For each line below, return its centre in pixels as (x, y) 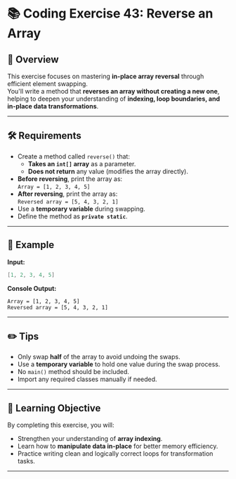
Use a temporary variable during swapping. (81, 209)
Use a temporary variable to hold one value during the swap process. (119, 364)
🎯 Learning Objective (54, 408)
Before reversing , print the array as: (70, 179)
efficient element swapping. (47, 84)
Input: (16, 262)
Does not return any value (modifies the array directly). (108, 171)
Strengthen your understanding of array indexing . (90, 439)
